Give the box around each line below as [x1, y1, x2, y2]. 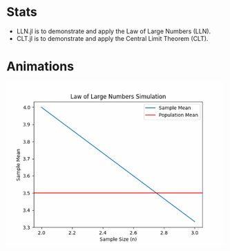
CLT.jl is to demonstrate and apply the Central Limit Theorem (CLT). [16, 34, 209, 42]
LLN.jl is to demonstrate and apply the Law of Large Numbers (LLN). [16, 27, 211, 35]
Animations [6, 59, 74, 75]
